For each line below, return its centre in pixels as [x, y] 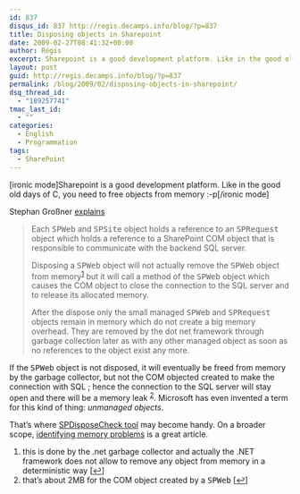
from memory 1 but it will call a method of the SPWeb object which [150, 276]
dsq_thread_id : [37, 92]
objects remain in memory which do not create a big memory [143, 322]
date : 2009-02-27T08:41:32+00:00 [71, 43]
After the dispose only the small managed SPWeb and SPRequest [150, 312]
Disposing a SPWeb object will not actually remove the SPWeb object [155, 265]
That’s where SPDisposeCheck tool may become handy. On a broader [137, 424]
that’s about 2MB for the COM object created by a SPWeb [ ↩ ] [135, 480]
